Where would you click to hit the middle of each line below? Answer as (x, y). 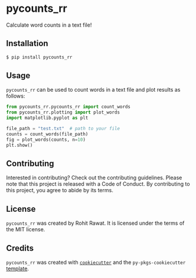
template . (18, 269)
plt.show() (19, 145)
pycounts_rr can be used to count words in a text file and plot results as (93, 90)
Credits (20, 248)
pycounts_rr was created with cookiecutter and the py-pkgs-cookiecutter (96, 262)
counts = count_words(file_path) (47, 134)
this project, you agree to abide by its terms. (60, 190)
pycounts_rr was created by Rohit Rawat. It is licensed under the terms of (95, 223)
